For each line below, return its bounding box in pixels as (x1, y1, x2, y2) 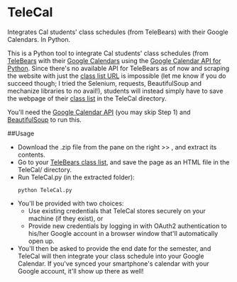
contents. (17, 150, 46, 159)
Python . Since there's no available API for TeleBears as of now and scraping (7, 64, 230, 72)
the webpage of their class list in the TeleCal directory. (7, 94, 167, 103)
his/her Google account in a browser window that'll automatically (28, 229, 219, 237)
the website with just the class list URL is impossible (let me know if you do (7, 72, 226, 80)
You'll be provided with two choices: (17, 199, 124, 208)
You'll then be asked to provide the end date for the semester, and (17, 244, 211, 252)
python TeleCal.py (17, 186, 72, 193)
